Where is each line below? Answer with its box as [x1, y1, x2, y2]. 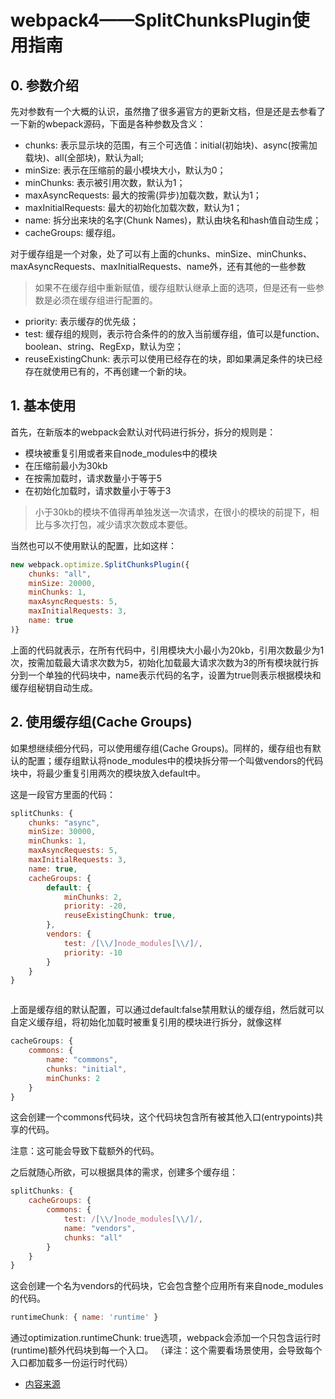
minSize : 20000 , [28, 578, 97, 588]
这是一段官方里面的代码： [10, 788, 116, 800]
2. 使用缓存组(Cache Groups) [10, 714, 193, 731]
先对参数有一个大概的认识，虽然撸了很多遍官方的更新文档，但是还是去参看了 [10, 106, 326, 117]
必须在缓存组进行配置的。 [52, 294, 158, 306]
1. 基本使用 [10, 397, 77, 415]
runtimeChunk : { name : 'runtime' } [10, 1312, 159, 1323]
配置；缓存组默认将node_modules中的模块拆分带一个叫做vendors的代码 [27, 754, 324, 766]
